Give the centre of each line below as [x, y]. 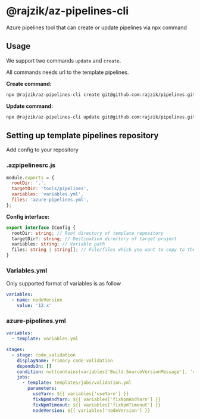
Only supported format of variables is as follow [64, 284]
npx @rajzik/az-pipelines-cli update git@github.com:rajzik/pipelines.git [101, 117]
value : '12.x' [34, 306]
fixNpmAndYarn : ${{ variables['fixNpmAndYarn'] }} [97, 399]
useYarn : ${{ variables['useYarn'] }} [81, 394]
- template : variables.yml [45, 339]
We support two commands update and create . [64, 60]
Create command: [29, 83]
